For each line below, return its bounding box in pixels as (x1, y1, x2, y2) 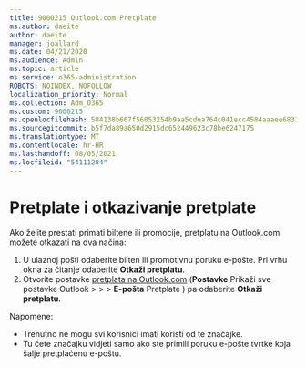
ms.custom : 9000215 (9, 107, 84, 116)
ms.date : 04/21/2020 (9, 47, 88, 57)
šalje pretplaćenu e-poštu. (22, 348, 122, 359)
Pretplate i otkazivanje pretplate (9, 197, 257, 217)
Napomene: (9, 311, 54, 322)
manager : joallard (9, 38, 79, 48)
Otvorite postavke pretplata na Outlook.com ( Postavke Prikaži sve (22, 274, 271, 285)
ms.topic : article (9, 65, 79, 74)
